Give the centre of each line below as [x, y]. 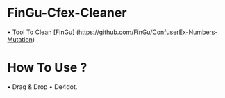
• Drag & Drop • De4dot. [42, 87]
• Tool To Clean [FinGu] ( [43, 32]
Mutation [20, 39]
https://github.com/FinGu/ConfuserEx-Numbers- [148, 32]
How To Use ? [47, 68]
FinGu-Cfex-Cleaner [67, 13]
